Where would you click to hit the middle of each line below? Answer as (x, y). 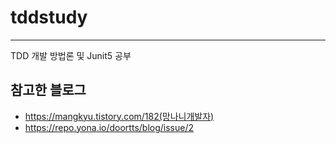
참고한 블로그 (48, 90)
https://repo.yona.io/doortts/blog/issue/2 (109, 127)
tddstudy (49, 17)
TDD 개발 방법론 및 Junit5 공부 (71, 55)
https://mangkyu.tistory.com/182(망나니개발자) (119, 116)
